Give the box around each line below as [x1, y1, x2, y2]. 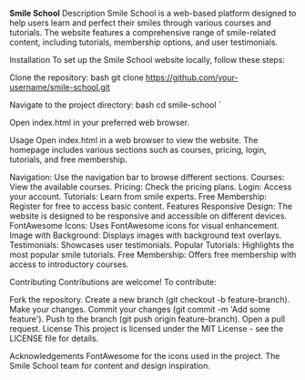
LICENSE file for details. [9, 333, 99, 344]
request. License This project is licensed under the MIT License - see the [9, 324, 284, 334]
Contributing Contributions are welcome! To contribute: [9, 277, 217, 287]
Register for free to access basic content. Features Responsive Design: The [9, 200, 293, 211]
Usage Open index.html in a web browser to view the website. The [9, 135, 259, 145]
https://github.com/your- [145, 72, 239, 83]
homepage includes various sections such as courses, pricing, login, [9, 145, 267, 155]
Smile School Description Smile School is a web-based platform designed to [9, 8, 297, 18]
